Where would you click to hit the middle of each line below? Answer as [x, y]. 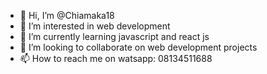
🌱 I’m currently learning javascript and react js [114, 36]
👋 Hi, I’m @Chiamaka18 [67, 15]
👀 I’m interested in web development [95, 26]
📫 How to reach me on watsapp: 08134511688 [116, 58]
